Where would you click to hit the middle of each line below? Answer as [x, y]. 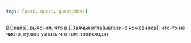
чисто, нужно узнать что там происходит [58, 34]
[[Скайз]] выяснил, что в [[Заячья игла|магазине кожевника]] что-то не [96, 28]
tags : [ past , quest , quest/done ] [47, 11]
